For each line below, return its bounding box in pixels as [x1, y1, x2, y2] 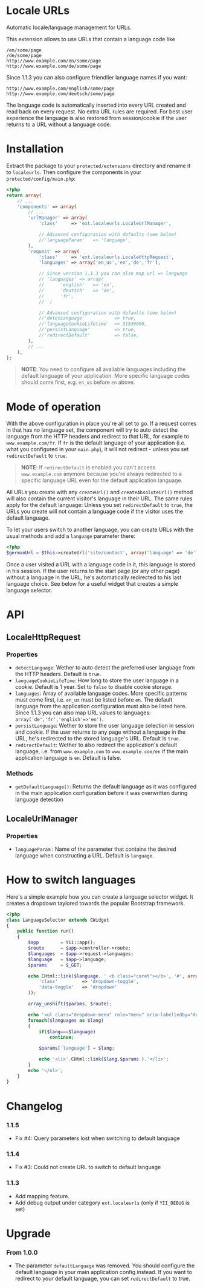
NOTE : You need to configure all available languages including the [21, 366, 186, 373]
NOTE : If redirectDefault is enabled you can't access [21, 464, 156, 471]
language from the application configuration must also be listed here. [14, 702, 187, 709]
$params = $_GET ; [28, 962, 83, 968]
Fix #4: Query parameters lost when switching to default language [14, 1135, 180, 1142]
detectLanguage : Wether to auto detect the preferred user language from [14, 663, 195, 671]
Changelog [6, 1099, 63, 1113]
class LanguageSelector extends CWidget [6, 917, 110, 923]
